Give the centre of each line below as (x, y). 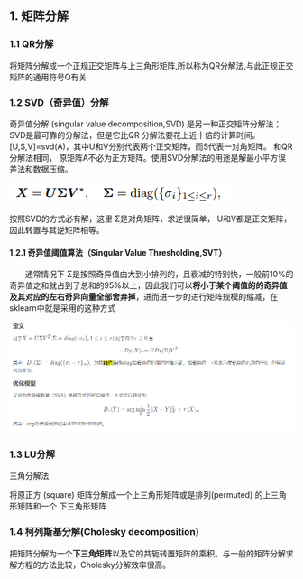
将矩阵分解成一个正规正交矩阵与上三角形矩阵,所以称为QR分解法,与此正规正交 (151, 65)
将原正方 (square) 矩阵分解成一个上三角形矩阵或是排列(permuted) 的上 (140, 495)
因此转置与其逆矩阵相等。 (57, 229)
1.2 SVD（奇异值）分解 (59, 102)
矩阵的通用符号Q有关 (48, 77)
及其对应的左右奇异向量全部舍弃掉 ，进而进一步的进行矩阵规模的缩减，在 (143, 297)
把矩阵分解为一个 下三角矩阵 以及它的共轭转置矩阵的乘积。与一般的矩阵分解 (147, 553)
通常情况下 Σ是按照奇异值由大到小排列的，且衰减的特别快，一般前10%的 (160, 275)
